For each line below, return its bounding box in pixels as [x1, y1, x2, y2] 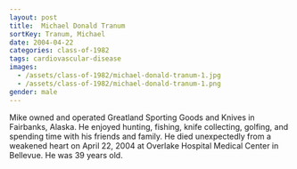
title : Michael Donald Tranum [9, 21, 126, 30]
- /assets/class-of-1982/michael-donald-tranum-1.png [17, 79, 221, 88]
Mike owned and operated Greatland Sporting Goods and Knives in [9, 112, 256, 123]
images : [9, 63, 38, 72]
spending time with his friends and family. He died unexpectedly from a [9, 131, 272, 141]
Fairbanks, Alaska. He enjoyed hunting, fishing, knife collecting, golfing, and [9, 121, 288, 132]
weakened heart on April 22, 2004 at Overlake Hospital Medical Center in [9, 140, 279, 151]
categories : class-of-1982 [9, 46, 110, 55]
